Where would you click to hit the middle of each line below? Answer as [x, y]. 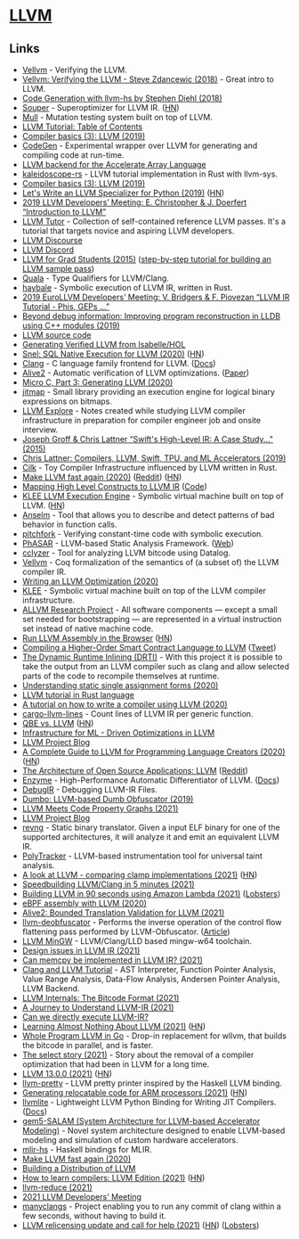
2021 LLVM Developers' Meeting [82, 1197]
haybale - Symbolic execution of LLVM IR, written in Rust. [127, 287]
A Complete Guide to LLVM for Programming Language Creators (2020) [154, 751]
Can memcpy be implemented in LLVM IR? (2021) [112, 960]
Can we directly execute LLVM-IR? [85, 1017]
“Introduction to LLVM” [64, 212]
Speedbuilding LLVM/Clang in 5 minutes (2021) [108, 884]
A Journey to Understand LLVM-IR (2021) [98, 1007]
